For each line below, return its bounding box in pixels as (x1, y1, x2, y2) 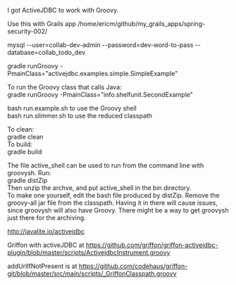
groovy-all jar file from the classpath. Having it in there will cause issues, (7, 198, 218, 207)
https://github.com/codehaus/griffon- (78, 262, 188, 270)
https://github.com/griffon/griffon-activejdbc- (85, 241, 218, 249)
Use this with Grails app (7, 20, 76, 27)
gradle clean (7, 133, 44, 141)
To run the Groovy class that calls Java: (7, 83, 122, 91)
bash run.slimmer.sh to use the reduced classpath (7, 112, 153, 120)
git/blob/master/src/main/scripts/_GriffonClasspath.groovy (7, 270, 178, 277)
